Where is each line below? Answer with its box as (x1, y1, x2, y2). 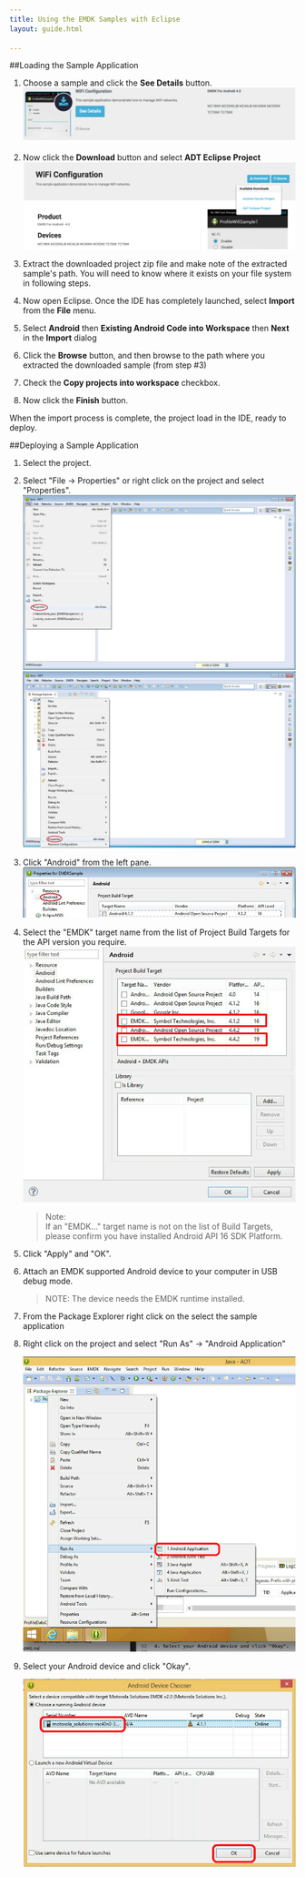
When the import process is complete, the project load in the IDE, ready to (9, 412, 287, 423)
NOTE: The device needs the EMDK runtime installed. (44, 1293, 245, 1304)
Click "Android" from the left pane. (22, 857, 152, 867)
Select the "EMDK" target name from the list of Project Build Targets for (22, 927, 290, 938)
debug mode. (22, 1275, 74, 1286)
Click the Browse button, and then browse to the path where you (22, 350, 265, 361)
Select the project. (22, 458, 93, 469)
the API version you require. (22, 937, 127, 948)
